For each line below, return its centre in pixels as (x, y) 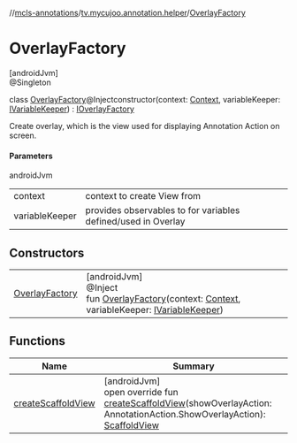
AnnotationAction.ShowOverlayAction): (185, 414)
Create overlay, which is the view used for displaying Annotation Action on (145, 126)
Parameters (31, 156)
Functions (38, 341)
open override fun (141, 392)
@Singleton (30, 82)
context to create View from (143, 196)
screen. (23, 135)
